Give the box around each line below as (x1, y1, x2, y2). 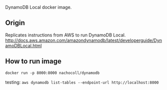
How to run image (5, 57, 62, 65)
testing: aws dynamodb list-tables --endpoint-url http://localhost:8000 (5, 79, 159, 85)
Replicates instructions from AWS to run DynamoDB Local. (5, 32, 126, 38)
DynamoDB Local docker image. (5, 4, 72, 10)
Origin (5, 18, 25, 27)
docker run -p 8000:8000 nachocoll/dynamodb (5, 70, 100, 75)
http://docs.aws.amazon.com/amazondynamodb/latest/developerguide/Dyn (5, 37, 162, 43)
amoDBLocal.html (5, 42, 42, 48)
